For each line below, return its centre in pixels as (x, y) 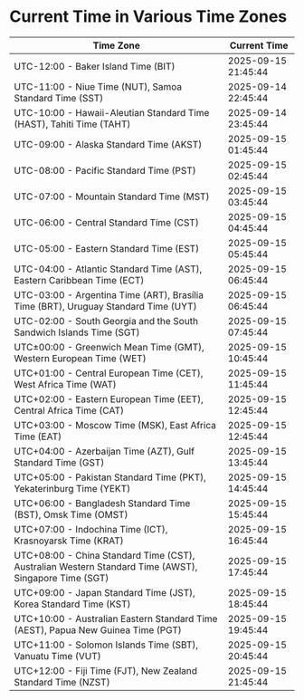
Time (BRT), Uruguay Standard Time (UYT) (105, 306)
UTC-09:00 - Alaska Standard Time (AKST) (108, 144)
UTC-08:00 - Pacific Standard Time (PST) (105, 170)
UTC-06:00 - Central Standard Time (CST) (106, 222)
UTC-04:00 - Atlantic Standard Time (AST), (108, 269)
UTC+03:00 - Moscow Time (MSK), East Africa (115, 425)
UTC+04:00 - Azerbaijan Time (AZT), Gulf (104, 451)
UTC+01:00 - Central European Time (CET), (109, 373)
